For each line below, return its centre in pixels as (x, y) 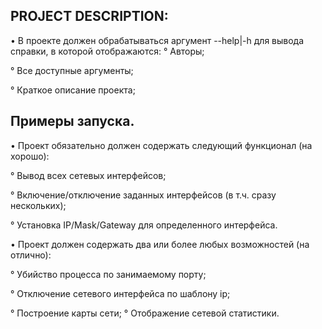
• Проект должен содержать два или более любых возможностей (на (160, 244)
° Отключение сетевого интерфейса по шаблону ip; (120, 293)
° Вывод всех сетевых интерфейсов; (88, 175)
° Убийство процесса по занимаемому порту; (108, 274)
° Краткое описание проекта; (73, 90)
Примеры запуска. (72, 121)
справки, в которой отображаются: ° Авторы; (107, 51)
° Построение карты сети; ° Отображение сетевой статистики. (145, 313)
